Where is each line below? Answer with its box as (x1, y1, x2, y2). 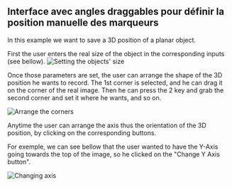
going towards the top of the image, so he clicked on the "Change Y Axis (7, 149, 220, 159)
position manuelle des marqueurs (7, 17, 159, 29)
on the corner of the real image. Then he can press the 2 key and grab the (7, 85, 224, 95)
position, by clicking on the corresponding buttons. (7, 128, 157, 137)
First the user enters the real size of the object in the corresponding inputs (7, 49, 225, 58)
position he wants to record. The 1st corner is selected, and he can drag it (7, 78, 223, 87)
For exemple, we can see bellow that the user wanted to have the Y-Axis (7, 142, 219, 151)
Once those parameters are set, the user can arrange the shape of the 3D (7, 70, 223, 79)
